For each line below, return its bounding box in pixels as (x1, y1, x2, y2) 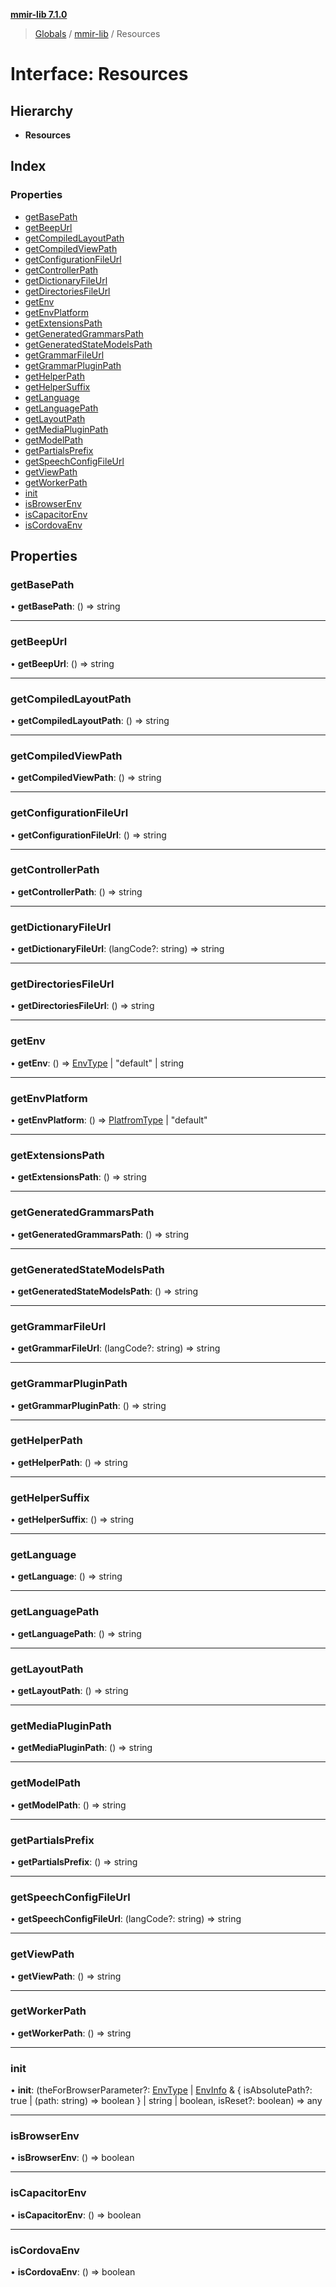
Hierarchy (10, 102, 74, 119)
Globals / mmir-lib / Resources (34, 28, 161, 39)
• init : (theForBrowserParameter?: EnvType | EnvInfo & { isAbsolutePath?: (10, 2084, 313, 2096)
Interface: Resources (10, 63, 189, 86)
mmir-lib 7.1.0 (10, 9, 68, 20)
